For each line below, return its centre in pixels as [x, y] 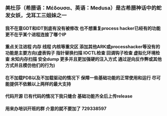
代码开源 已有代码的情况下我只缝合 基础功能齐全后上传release [69, 96]
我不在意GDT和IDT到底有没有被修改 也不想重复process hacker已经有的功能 [83, 28]
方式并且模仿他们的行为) [30, 65]
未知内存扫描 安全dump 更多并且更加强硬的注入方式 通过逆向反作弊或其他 [86, 59]
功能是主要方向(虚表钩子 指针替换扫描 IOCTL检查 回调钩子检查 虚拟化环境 [80, 53]
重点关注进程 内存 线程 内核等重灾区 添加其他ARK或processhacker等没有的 [82, 47]
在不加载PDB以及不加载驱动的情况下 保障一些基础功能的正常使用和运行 [78, 78]
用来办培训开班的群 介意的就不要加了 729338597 [56, 109]
